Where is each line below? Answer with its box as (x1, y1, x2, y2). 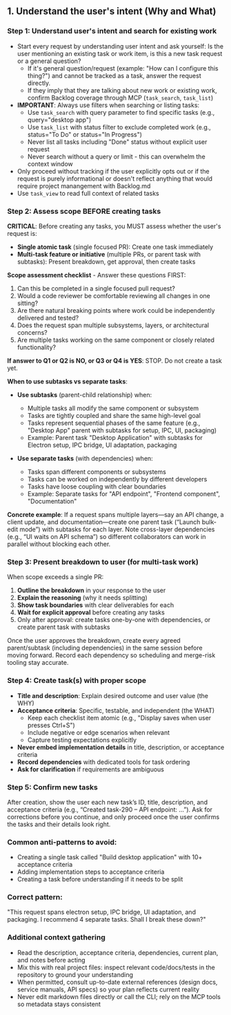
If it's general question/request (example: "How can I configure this (27, 64, 219, 72)
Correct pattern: (7, 893, 63, 902)
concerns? (17, 328, 48, 336)
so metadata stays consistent (17, 1000, 101, 1008)
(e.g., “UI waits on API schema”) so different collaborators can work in (7, 532, 206, 540)
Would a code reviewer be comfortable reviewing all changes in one (17, 291, 210, 300)
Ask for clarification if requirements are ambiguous (17, 765, 164, 774)
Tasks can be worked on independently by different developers (27, 475, 208, 483)
